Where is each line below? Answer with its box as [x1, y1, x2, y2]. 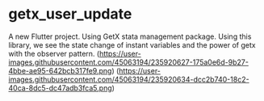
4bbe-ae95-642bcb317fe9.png [8, 65, 112, 75]
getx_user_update [8, 5, 132, 23]
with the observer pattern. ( [8, 48, 100, 58]
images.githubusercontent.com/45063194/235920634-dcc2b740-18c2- [8, 74, 249, 84]
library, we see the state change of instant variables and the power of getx [8, 40, 256, 49]
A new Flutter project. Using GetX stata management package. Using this [8, 32, 252, 41]
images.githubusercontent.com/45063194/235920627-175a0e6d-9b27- [8, 57, 249, 67]
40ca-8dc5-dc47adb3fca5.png [8, 82, 113, 93]
